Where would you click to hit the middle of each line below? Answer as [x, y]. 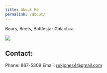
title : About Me [22, 10]
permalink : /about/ [25, 14]
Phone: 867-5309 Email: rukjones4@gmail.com [54, 66]
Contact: [19, 53]
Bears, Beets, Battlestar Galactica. [40, 28]
